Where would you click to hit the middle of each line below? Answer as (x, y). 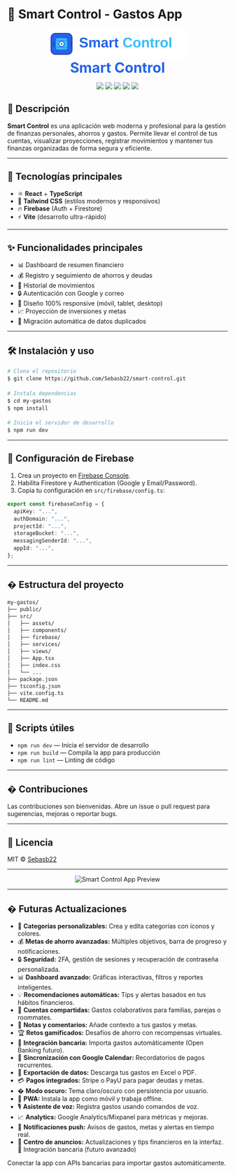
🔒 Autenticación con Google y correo (71, 294)
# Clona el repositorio (42, 371)
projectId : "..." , (41, 526)
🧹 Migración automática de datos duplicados (82, 322)
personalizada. (39, 969)
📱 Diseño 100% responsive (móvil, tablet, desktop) (90, 303)
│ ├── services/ (34, 644)
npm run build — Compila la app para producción (89, 752)
